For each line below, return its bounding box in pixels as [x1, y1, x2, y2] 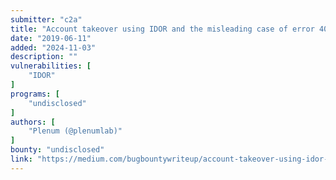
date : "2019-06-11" [10, 33, 92, 43]
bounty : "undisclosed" [10, 145, 105, 155]
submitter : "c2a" [10, 14, 83, 25]
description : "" [10, 52, 78, 62]
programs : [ [10, 89, 60, 99]
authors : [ [10, 117, 56, 127]
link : [10, 154, 33, 164]
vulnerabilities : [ [10, 61, 92, 71]
